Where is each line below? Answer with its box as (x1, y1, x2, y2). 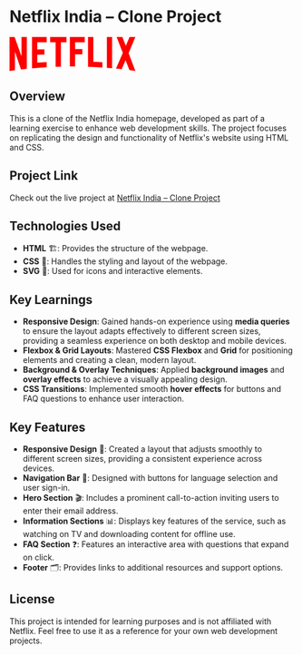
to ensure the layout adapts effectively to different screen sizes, (22, 326, 261, 337)
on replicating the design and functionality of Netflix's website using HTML (9, 132, 289, 142)
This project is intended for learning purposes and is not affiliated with (9, 615, 272, 627)
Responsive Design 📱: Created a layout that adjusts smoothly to (22, 444, 263, 455)
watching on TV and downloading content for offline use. (22, 529, 236, 539)
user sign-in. (22, 483, 71, 493)
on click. (22, 552, 54, 562)
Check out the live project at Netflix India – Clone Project (9, 192, 220, 203)
